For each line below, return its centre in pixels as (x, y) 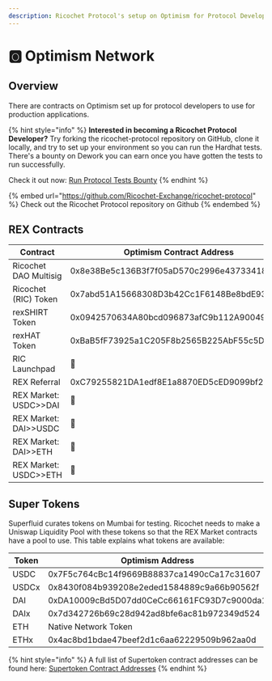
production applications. (49, 114)
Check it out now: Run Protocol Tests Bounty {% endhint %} (108, 180)
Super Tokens (44, 503)
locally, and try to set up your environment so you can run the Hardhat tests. (136, 147)
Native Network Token (91, 627)
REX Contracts (46, 230)
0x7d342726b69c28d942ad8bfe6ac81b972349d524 (154, 614)
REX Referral (36, 383)
